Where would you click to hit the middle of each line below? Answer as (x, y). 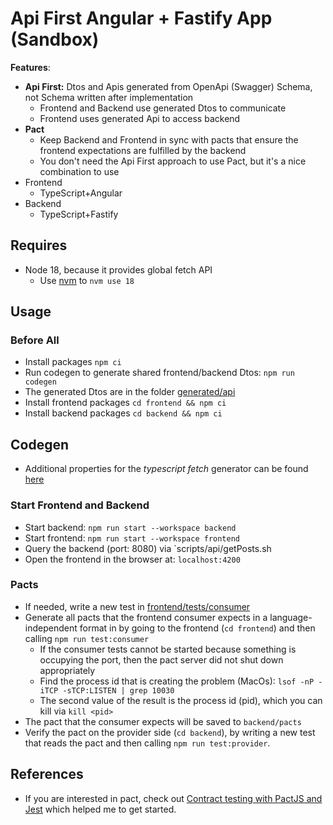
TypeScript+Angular (81, 193)
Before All (35, 340)
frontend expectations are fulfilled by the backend (143, 150)
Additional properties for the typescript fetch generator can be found (166, 469)
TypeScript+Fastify (79, 214)
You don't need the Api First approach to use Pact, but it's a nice (173, 161)
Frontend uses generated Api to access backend (140, 118)
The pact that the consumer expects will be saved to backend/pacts (163, 721)
